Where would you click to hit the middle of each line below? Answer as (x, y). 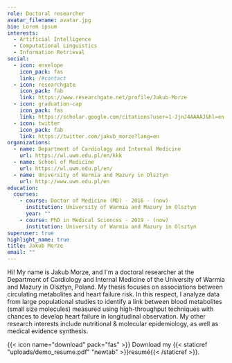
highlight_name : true (38, 239)
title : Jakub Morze (35, 246)
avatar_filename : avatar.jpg (49, 20)
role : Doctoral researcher (46, 14)
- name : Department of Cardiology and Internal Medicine (97, 149)
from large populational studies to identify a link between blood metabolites (115, 302)
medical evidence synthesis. (48, 331)
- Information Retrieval (49, 53)
